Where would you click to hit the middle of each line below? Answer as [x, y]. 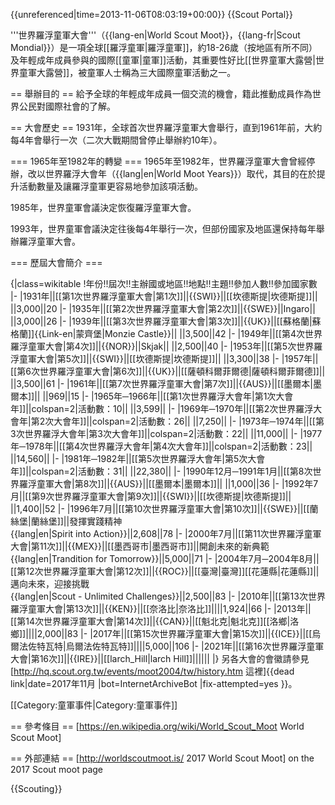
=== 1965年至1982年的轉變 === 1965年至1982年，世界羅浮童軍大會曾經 [158, 161]
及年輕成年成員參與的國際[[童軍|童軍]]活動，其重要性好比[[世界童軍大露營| [163, 60]
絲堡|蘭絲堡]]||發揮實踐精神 [66, 521]
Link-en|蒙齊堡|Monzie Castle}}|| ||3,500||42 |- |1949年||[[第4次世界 [182, 333]
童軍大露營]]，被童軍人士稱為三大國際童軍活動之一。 [127, 72]
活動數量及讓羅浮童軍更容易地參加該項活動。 [110, 186]
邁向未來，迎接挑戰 [50, 583]
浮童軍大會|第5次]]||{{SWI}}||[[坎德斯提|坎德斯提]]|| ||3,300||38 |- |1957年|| [164, 358]
